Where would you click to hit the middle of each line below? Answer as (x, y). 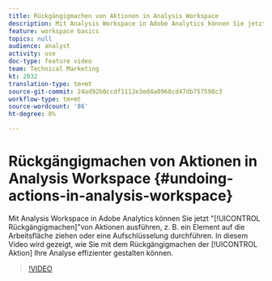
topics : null (30, 39)
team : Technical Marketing (54, 69)
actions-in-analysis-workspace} (121, 196)
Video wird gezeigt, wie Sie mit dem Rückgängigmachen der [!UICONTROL (133, 244)
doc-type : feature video (50, 62)
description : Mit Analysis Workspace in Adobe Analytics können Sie (126, 24)
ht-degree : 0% (32, 115)
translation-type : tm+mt (50, 84)
